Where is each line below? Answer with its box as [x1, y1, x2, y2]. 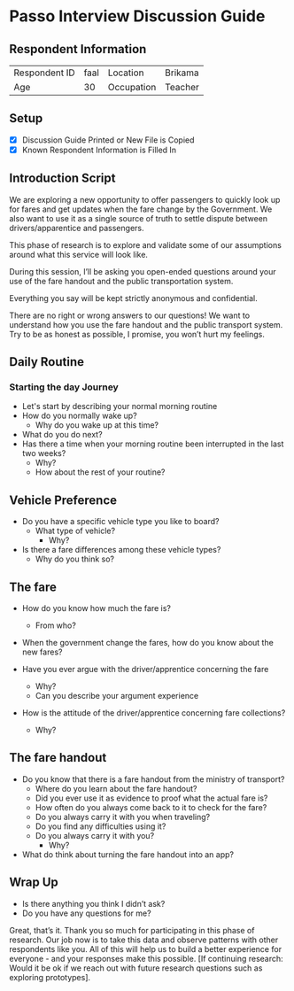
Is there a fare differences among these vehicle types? [21, 545, 221, 555]
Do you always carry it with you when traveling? [35, 811, 211, 822]
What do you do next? [21, 430, 104, 440]
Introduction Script [9, 171, 116, 186]
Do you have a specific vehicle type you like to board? [21, 516, 220, 527]
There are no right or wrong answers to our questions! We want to [9, 310, 251, 321]
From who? [35, 620, 77, 631]
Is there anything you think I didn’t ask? [21, 898, 166, 909]
